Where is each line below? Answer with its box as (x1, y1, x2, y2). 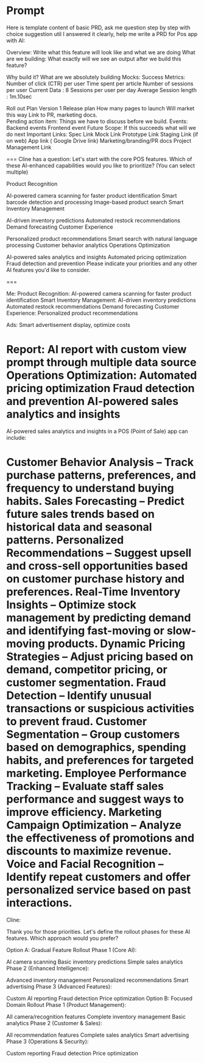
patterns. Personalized (6, 533, 124, 547)
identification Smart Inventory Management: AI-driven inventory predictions (6, 296, 196, 304)
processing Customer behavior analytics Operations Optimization (6, 242, 171, 249)
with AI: (6, 37, 26, 44)
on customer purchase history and (6, 572, 185, 586)
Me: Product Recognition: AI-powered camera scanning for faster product (6, 290, 192, 297)
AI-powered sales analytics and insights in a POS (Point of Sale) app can (6, 428, 188, 435)
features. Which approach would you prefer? (6, 934, 119, 942)
